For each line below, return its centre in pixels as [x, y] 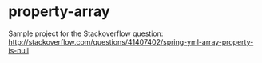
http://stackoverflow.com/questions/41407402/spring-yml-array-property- [131, 41]
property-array [59, 12]
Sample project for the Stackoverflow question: [86, 33]
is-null [19, 50]
